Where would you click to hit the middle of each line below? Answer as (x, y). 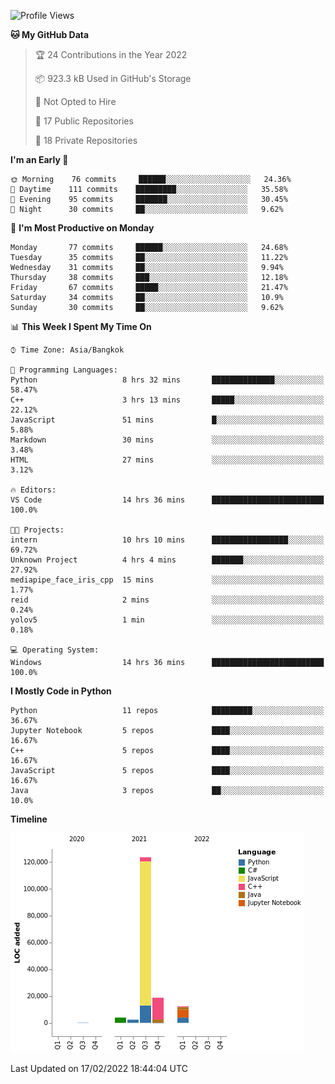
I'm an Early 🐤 (39, 159)
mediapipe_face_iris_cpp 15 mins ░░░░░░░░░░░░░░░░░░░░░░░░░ (167, 580)
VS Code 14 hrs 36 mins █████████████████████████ (167, 500)
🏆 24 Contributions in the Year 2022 (111, 54)
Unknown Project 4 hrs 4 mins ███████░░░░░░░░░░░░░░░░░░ (167, 560)
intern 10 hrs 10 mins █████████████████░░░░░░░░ (167, 540)
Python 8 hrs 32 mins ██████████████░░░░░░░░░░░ (167, 380)
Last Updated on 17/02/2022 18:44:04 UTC (99, 1068)
